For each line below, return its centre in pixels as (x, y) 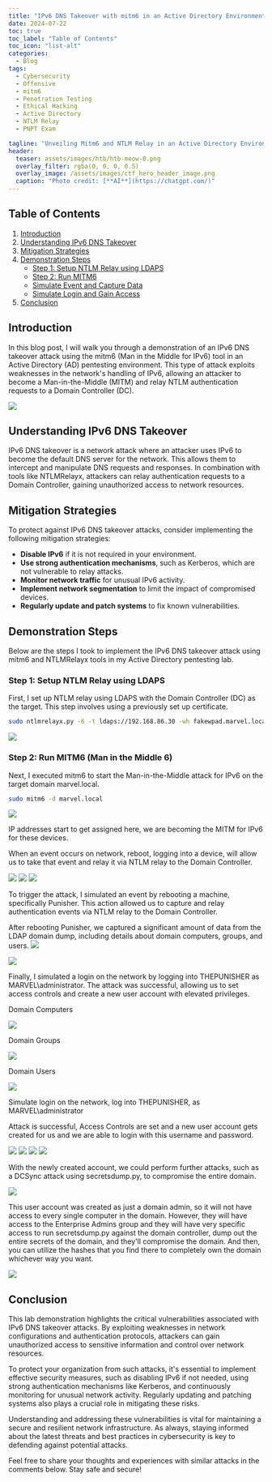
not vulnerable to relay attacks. (72, 571)
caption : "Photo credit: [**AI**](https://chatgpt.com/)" (116, 182)
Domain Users (32, 1071)
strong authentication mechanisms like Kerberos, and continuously (119, 1386)
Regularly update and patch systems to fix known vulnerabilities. (130, 606)
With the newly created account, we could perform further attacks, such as (134, 1168)
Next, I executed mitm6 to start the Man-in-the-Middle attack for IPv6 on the (136, 775)
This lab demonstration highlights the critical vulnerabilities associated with (134, 1319)
